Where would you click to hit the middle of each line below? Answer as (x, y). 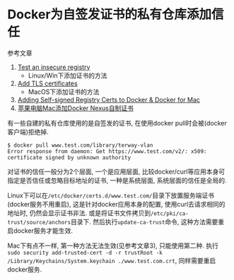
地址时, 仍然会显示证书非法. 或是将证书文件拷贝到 (79, 213)
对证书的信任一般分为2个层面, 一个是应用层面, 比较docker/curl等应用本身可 (116, 171)
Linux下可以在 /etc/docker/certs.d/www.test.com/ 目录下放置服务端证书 (111, 195)
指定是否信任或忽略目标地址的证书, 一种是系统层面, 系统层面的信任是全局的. (117, 180)
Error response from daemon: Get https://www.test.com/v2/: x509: (107, 151)
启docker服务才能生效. (40, 231)
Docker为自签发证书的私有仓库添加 (110, 14)
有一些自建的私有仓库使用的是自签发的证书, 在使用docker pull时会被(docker (117, 123)
